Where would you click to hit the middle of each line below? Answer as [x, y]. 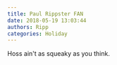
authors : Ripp [28, 27]
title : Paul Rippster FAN [45, 14]
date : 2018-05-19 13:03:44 [47, 20]
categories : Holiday [38, 34]
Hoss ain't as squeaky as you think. [59, 54]
